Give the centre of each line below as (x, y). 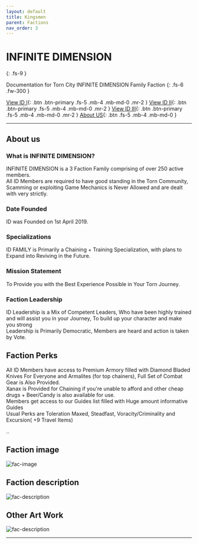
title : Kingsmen (26, 17)
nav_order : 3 (22, 28)
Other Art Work (35, 515)
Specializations (29, 237)
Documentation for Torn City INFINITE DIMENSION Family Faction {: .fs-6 (95, 85)
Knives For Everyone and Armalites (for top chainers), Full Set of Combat (94, 376)
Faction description (43, 482)
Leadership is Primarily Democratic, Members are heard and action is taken (98, 331)
